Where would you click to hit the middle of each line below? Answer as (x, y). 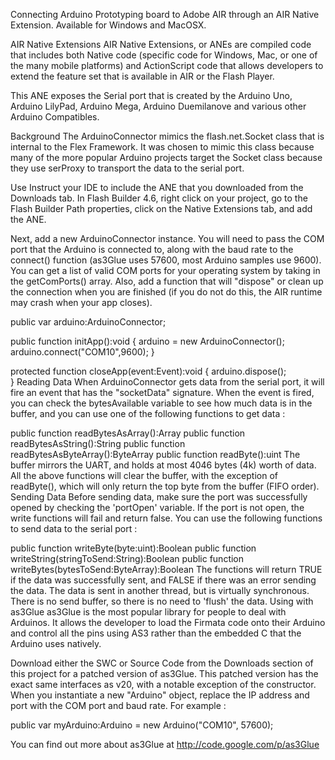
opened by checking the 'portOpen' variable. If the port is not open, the (157, 507)
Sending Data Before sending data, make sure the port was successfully (159, 497)
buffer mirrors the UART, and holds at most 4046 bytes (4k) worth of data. (163, 465)
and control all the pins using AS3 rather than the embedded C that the (156, 633)
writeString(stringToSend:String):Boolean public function (127, 558)
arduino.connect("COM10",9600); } (82, 352)
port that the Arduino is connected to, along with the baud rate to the (152, 249)
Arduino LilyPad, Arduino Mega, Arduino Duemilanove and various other (158, 106)
